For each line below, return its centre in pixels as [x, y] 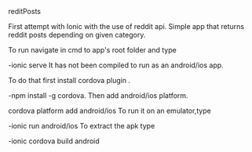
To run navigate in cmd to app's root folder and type [92, 50]
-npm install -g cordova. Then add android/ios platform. [98, 96]
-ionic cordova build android [54, 141]
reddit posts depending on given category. [77, 35]
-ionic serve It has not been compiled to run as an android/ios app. [116, 65]
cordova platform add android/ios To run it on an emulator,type [110, 110]
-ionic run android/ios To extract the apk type [82, 126]
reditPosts [25, 11]
